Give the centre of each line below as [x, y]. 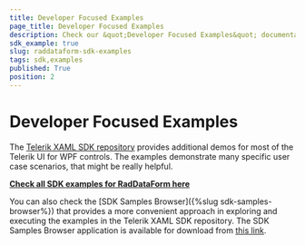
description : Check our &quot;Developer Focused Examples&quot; [133, 34]
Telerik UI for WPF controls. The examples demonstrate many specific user [150, 156]
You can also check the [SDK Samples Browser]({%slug [114, 201]
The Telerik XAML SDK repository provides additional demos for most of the [152, 147]
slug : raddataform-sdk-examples [70, 52]
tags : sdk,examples [46, 60]
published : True [40, 69]
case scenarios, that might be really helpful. [91, 166]
